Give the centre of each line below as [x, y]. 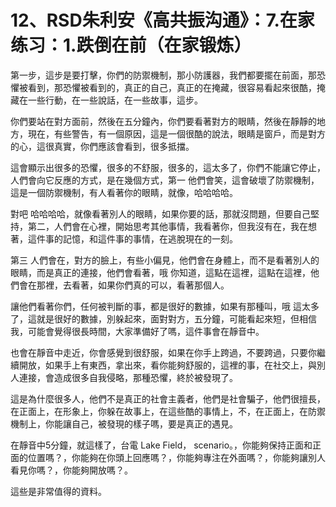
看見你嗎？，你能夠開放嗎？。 [71, 470]
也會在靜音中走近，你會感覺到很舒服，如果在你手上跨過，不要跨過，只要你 [163, 352]
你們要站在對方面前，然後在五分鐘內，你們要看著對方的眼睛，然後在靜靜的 [163, 121]
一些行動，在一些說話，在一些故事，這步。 [115, 100]
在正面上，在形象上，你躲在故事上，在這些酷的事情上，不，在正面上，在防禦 [168, 411]
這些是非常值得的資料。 [58, 491]
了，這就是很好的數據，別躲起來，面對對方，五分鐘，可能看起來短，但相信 [163, 318]
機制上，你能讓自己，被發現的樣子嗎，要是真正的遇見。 [124, 423]
